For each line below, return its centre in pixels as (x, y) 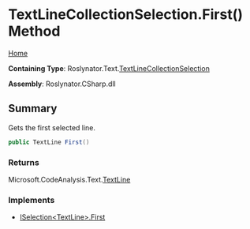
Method (34, 31)
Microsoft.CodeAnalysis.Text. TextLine (69, 179)
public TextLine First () (49, 142)
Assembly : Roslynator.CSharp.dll (62, 84)
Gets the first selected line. (52, 127)
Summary (33, 109)
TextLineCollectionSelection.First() (125, 15)
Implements (32, 200)
